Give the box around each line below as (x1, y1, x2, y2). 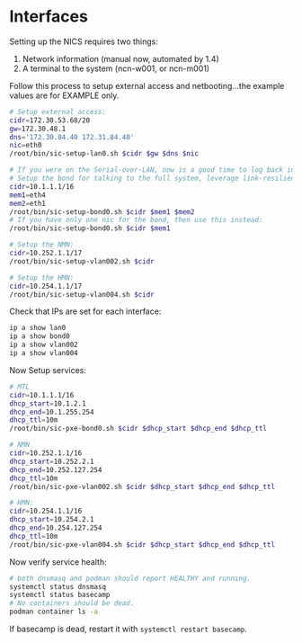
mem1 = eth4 (9, 191, 47, 200)
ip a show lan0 (9, 324, 67, 333)
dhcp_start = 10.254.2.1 (9, 515, 94, 524)
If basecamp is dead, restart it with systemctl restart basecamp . (9, 623, 247, 635)
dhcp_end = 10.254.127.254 (9, 523, 102, 532)
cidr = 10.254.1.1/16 (9, 506, 83, 516)
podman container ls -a (9, 607, 99, 617)
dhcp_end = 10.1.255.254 (9, 407, 94, 416)
